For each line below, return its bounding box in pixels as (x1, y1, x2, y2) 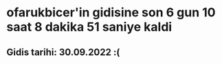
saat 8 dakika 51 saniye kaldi (6, 19, 173, 35)
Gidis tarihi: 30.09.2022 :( (6, 46, 120, 58)
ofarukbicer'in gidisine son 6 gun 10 (6, 5, 216, 20)
